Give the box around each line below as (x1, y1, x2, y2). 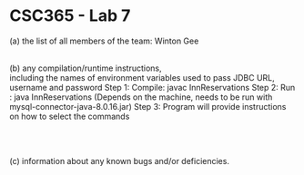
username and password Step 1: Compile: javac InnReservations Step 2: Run (9, 82, 296, 92)
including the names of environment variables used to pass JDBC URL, (9, 72, 275, 83)
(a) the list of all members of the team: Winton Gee (9, 35, 199, 46)
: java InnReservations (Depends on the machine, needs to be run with (9, 92, 273, 102)
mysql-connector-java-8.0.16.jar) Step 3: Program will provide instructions (9, 101, 287, 112)
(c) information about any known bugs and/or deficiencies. (9, 155, 230, 166)
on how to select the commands (9, 111, 130, 122)
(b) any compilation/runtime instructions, (9, 63, 162, 73)
